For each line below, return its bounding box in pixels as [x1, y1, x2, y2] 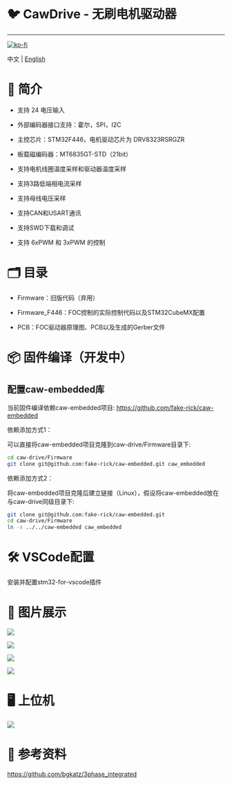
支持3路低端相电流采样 [17, 179, 82, 188]
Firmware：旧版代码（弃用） [17, 294, 99, 302]
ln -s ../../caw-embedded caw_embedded [7, 524, 122, 531]
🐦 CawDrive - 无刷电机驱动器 [7, 6, 177, 22]
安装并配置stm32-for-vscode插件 [7, 578, 102, 586]
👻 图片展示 [7, 605, 67, 620]
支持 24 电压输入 [17, 105, 66, 114]
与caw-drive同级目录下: [7, 497, 75, 505]
